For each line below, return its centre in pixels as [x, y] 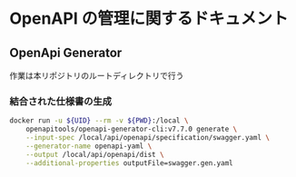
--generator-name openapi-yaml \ [89, 146]
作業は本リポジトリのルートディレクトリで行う [97, 75]
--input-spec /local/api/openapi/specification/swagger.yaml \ [148, 138]
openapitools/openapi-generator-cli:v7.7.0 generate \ [132, 129]
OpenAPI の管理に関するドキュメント [149, 19]
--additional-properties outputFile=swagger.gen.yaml [129, 163]
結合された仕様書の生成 [60, 101]
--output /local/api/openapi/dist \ [95, 154]
